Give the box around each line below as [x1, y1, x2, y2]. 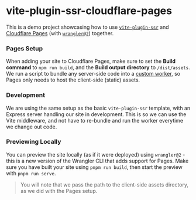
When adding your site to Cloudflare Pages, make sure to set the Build [6, 57, 176, 65]
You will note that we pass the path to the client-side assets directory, [20, 181, 189, 188]
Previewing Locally [6, 138, 61, 146]
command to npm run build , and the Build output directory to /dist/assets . [6, 64, 190, 71]
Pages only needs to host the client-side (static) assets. [6, 76, 140, 83]
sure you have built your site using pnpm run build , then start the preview [6, 163, 183, 171]
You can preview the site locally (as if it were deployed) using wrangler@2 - [6, 151, 185, 158]
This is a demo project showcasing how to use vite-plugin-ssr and [6, 23, 169, 30]
